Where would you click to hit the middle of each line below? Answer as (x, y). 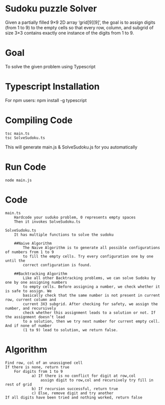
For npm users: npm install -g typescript (46, 100)
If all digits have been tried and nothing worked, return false (74, 397)
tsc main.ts (17, 133)
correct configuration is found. (57, 265)
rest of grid (19, 384)
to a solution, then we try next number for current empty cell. (92, 321)
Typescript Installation (52, 87)
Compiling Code (39, 120)
